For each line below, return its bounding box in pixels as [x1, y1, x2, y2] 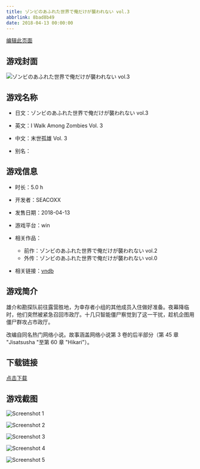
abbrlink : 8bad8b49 [6, 14, 55, 20]
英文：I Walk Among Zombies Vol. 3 [14, 122, 103, 129]
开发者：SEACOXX [14, 196, 61, 203]
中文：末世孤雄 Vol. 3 [14, 135, 67, 142]
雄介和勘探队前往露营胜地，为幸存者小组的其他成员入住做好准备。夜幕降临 [6, 303, 189, 311]
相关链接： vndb [14, 267, 54, 274]
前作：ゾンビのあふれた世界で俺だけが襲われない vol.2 [23, 247, 158, 254]
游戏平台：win [14, 222, 50, 229]
